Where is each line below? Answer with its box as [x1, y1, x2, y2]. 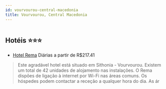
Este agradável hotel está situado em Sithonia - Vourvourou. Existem [17, 62, 161, 68]
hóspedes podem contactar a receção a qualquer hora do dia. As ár [17, 78, 160, 84]
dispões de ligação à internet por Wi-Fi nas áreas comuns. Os [17, 73, 147, 79]
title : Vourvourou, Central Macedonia [5, 12, 87, 17]
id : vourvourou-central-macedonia [5, 7, 79, 13]
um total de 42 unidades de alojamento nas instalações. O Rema [17, 67, 152, 74]
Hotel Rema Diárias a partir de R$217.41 [12, 52, 95, 58]
